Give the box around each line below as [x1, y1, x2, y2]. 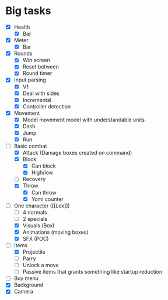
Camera [13, 288, 33, 295]
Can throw [31, 189, 57, 196]
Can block [31, 162, 56, 169]
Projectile [22, 248, 46, 255]
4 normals [22, 209, 47, 216]
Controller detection [22, 103, 71, 110]
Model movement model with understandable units [22, 116, 145, 123]
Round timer [22, 70, 52, 77]
